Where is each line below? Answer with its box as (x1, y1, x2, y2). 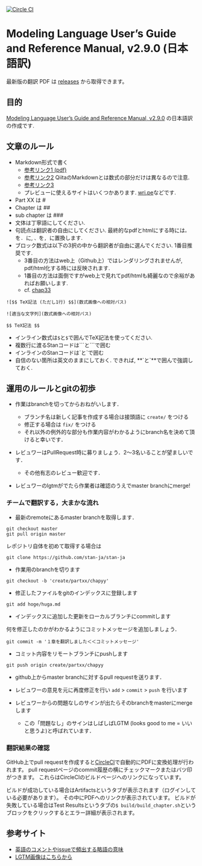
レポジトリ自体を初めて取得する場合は (6, 542, 101, 549)
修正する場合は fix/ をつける (24, 421, 96, 428)
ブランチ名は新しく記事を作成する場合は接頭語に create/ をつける (24, 413, 189, 421)
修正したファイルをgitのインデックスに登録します (14, 589, 137, 596)
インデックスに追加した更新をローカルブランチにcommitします (14, 612, 171, 619)
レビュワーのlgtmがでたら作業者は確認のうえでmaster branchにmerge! (14, 482, 191, 490)
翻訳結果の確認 (6, 743, 50, 752)
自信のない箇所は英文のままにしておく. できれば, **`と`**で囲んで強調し (14, 357, 194, 364)
